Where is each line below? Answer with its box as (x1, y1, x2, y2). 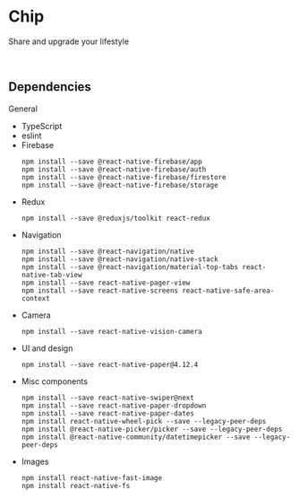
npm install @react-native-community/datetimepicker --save (21, 433, 251, 442)
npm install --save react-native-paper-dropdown (21, 401, 207, 410)
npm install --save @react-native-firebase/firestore (21, 172, 226, 181)
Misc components (21, 375, 89, 387)
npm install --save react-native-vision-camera (21, 327, 202, 336)
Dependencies (8, 79, 91, 95)
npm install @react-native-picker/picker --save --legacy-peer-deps (21, 425, 283, 433)
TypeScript (21, 120, 63, 131)
